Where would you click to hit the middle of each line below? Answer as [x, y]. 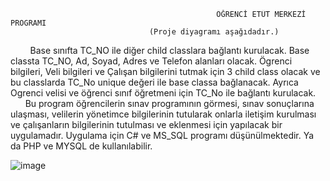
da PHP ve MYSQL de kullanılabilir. [81, 146]
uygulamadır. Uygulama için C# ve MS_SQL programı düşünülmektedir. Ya [162, 135]
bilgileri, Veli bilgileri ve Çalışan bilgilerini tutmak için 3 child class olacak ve [165, 71]
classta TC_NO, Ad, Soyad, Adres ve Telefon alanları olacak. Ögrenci [151, 61]
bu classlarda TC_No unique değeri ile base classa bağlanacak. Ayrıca [154, 82]
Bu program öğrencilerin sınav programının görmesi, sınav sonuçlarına [169, 103]
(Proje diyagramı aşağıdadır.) [214, 32]
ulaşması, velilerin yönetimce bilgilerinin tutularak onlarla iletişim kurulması [163, 114]
